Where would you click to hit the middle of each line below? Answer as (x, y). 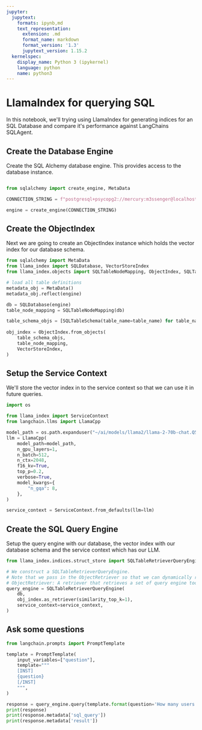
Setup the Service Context (57, 373)
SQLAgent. (20, 132)
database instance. (30, 172)
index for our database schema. (46, 249)
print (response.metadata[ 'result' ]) (52, 721)
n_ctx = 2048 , (32, 460)
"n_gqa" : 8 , (43, 488)
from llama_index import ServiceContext (58, 416)
